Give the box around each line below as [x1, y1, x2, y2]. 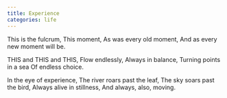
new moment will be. [7, 42, 66, 50]
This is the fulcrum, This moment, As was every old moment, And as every [7, 35, 217, 43]
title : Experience [7, 10, 60, 17]
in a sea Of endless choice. [7, 63, 84, 71]
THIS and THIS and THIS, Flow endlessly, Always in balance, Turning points [7, 55, 221, 63]
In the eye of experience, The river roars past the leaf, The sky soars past [7, 76, 215, 84]
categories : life [7, 16, 57, 23]
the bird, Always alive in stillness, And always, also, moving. [7, 83, 176, 91]
